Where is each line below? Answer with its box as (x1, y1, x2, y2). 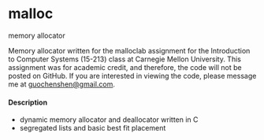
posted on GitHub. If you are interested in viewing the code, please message (8, 71, 257, 80)
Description (8, 98, 48, 107)
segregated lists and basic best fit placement (19, 123, 166, 133)
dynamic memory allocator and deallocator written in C (19, 115, 199, 124)
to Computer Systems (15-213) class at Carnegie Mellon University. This (8, 54, 242, 64)
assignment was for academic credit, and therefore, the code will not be (8, 62, 242, 72)
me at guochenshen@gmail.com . (8, 79, 116, 89)
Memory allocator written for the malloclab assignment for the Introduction (8, 46, 251, 55)
